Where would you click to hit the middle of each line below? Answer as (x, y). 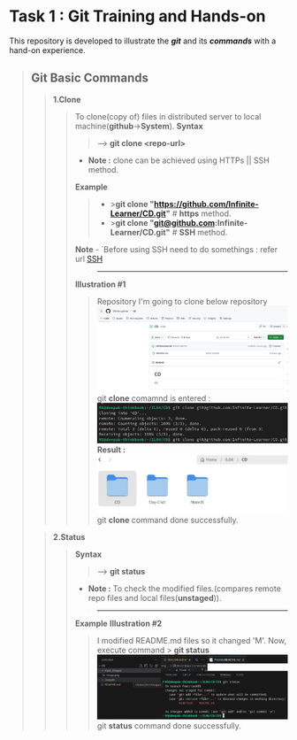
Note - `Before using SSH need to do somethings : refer (176, 249)
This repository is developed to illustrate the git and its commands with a (143, 41)
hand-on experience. (47, 50)
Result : (111, 450)
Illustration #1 (100, 284)
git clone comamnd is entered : (154, 398)
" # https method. (198, 213)
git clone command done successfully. (168, 520)
